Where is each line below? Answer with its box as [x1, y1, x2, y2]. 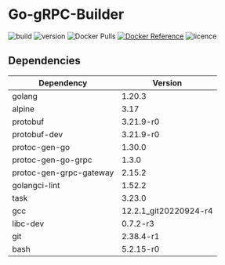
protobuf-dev [12, 129, 64, 140]
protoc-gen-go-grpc [12, 154, 93, 165]
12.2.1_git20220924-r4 [121, 205, 213, 216]
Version [152, 77, 183, 88]
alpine [12, 103, 35, 114]
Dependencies [8, 54, 81, 67]
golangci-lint [12, 180, 60, 191]
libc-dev [12, 218, 45, 229]
